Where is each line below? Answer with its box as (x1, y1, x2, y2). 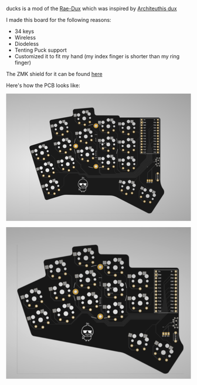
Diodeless (14, 41, 39, 47)
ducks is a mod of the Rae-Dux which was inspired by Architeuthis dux (6, 5, 177, 12)
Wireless (14, 34, 36, 41)
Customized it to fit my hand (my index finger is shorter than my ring (14, 53, 180, 59)
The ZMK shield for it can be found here (6, 71, 103, 77)
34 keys (14, 28, 34, 35)
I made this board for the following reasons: (6, 16, 111, 23)
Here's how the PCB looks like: (6, 82, 80, 89)
